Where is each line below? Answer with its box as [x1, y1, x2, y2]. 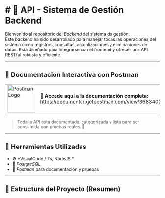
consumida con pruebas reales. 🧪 [17, 124, 85, 129]
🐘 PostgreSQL [12, 161, 41, 167]
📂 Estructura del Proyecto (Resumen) [5, 185, 121, 193]
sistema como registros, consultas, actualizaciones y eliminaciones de [5, 41, 147, 47]
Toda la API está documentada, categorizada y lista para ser [17, 119, 139, 124]
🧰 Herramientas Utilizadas [5, 143, 87, 151]
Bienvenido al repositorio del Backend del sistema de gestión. [5, 31, 130, 37]
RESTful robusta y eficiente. [5, 51, 62, 58]
